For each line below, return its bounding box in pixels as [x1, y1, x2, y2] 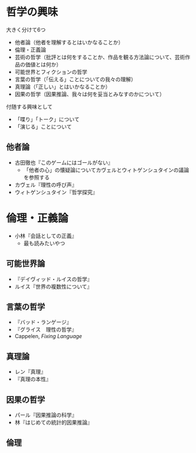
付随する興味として [6, 103, 53, 110]
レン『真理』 [14, 368, 46, 375]
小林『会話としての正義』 [14, 232, 77, 239]
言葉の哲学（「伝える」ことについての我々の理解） [14, 75, 136, 83]
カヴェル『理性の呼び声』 [14, 181, 77, 188]
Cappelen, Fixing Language [14, 333, 83, 340]
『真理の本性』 [14, 375, 51, 383]
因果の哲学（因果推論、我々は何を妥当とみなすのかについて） [14, 90, 165, 98]
